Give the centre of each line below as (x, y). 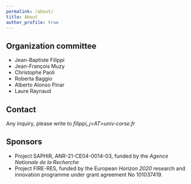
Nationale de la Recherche (47, 162)
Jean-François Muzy (40, 66)
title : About (22, 17)
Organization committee (51, 46)
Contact (21, 110)
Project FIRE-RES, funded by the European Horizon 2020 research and (100, 168)
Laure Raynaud (33, 91)
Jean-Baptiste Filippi (40, 60)
